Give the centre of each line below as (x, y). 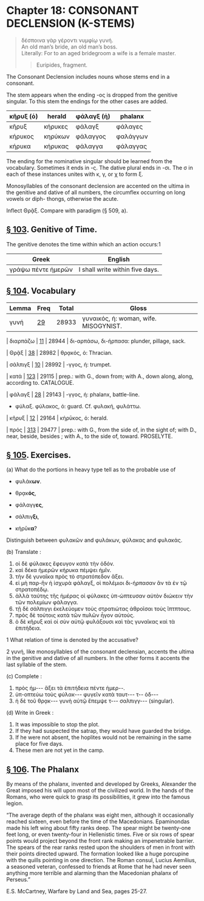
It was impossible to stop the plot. (57, 724)
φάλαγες (130, 126)
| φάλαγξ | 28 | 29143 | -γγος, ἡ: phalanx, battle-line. (73, 394)
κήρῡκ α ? (26, 528)
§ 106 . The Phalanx (43, 769)
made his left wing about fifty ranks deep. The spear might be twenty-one (99, 828)
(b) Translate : (24, 552)
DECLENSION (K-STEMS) (71, 23)
